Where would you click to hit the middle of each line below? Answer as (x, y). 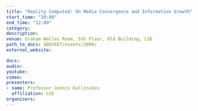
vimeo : (14, 77)
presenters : (21, 83)
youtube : (17, 71)
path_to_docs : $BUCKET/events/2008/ (51, 45)
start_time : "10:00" (32, 17)
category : (18, 28)
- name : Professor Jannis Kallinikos (53, 88)
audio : (14, 66)
